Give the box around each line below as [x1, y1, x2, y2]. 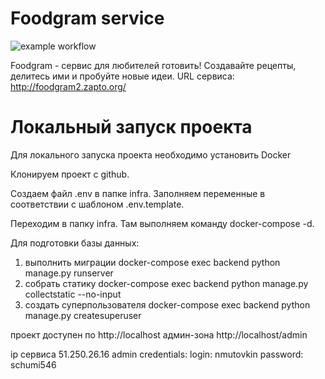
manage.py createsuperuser [24, 309, 142, 321]
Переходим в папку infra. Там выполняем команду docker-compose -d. [10, 217, 315, 229]
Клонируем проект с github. [10, 168, 130, 180]
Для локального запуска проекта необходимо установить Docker [10, 148, 292, 161]
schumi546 [10, 358, 57, 371]
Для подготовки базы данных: [10, 237, 140, 249]
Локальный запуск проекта [10, 116, 253, 139]
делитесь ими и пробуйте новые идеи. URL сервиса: [10, 70, 235, 82]
